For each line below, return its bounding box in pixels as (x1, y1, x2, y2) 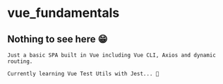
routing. (7, 58, 33, 65)
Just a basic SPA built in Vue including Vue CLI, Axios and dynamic (7, 52, 217, 59)
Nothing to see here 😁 (7, 33, 108, 45)
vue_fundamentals (7, 5, 120, 21)
